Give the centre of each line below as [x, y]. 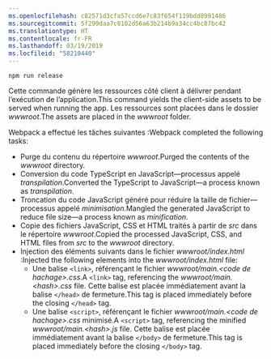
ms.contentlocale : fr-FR [50, 38]
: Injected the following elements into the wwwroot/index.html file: [129, 260]
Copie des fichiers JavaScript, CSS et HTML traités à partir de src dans [138, 225]
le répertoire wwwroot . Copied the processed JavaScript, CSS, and [131, 234]
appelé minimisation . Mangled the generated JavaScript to [154, 208]
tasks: [19, 141]
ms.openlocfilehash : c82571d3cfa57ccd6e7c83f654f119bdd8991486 [117, 16]
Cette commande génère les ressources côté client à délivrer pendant [125, 91]
